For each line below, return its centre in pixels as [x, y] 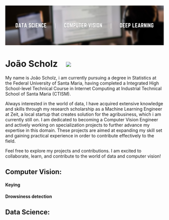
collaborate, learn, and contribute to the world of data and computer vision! [83, 156]
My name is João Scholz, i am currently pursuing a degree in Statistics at [81, 78]
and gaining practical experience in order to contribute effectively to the [80, 135]
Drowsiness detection [29, 196]
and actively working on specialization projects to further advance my [77, 125]
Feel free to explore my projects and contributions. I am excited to [73, 151]
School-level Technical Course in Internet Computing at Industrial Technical [83, 88]
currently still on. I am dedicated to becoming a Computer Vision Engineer [82, 119]
